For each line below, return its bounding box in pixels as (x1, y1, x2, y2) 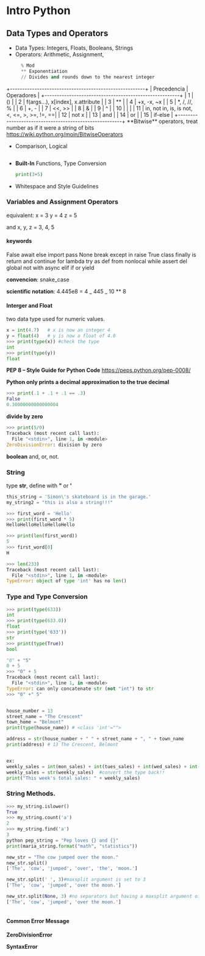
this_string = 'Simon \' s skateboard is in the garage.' (6, 494, 151, 500)
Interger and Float (6, 302, 53, 309)
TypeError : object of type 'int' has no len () (6, 578, 127, 584)
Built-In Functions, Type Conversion (15, 160, 107, 167)
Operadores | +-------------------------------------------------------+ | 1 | (6, 91, 194, 98)
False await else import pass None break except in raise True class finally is (6, 251, 196, 258)
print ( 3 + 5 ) (15, 171, 43, 177)
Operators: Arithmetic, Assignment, (15, 51, 104, 58)
